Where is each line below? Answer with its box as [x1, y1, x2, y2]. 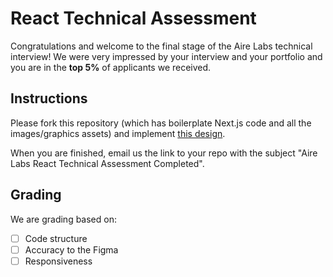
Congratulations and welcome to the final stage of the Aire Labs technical [10, 40, 313, 52]
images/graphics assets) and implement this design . [10, 127, 226, 139]
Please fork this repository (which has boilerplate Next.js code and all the [10, 117, 312, 129]
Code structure [24, 232, 88, 244]
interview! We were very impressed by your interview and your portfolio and [10, 50, 323, 62]
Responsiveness [24, 255, 93, 267]
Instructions [10, 90, 88, 107]
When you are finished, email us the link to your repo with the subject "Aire [10, 147, 318, 159]
